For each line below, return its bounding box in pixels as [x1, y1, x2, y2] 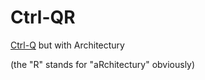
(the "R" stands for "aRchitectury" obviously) [10, 58, 196, 70]
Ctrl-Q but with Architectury [10, 39, 125, 51]
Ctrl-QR [10, 6, 76, 29]
